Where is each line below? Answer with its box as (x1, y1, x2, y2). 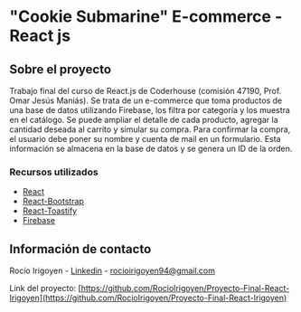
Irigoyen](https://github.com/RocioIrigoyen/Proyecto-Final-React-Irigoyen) (9, 292, 287, 304)
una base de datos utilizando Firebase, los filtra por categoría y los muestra (9, 105, 291, 115)
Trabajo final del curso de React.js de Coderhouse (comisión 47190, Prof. (9, 86, 282, 96)
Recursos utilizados (9, 165, 99, 178)
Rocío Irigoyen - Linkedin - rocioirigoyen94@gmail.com (9, 265, 215, 277)
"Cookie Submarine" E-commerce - (9, 6, 283, 27)
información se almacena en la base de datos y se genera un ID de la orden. (9, 143, 293, 154)
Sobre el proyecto (9, 61, 111, 77)
